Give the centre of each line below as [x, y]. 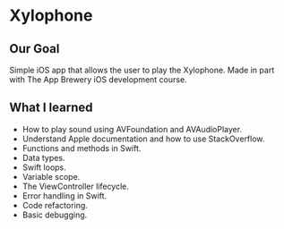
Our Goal [34, 49]
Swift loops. [44, 167]
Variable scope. [51, 176]
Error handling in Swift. [65, 195]
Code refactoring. [55, 205]
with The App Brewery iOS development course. [98, 80]
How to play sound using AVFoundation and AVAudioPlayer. [132, 129]
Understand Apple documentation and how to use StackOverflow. [143, 139]
